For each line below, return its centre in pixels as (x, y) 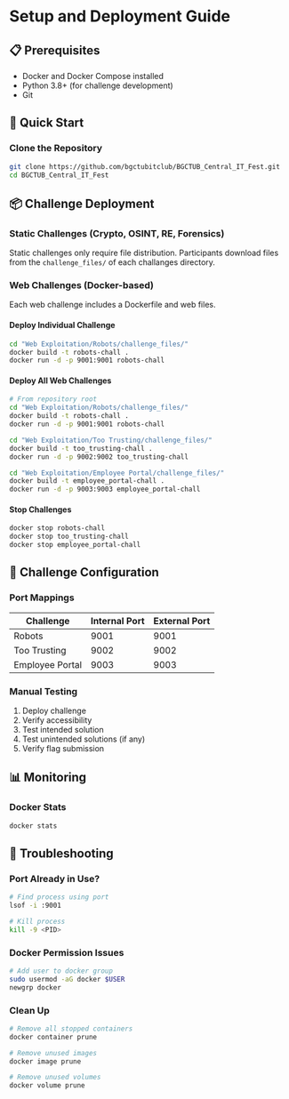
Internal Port (117, 621)
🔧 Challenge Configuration (84, 572)
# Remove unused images (53, 1053)
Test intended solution (63, 730)
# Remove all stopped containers (71, 1029)
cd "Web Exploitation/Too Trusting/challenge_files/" (111, 440)
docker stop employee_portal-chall (75, 545)
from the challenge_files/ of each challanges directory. (112, 262)
